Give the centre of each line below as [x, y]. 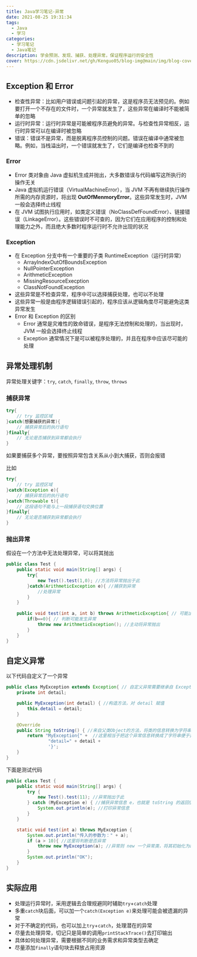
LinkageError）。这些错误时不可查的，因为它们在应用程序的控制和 [103, 219]
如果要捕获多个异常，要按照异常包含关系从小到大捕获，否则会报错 [86, 456]
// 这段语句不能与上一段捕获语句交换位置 [60, 506]
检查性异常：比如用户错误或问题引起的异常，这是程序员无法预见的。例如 [102, 101]
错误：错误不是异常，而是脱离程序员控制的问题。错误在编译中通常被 [97, 138]
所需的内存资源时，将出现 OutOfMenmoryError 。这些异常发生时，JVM [101, 197]
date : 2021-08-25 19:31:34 [39, 17]
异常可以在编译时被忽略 [53, 131]
